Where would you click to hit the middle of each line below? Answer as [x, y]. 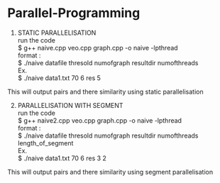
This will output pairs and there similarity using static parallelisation [105, 91]
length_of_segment [45, 143]
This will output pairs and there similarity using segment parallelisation [110, 172]
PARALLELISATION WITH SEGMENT [70, 105]
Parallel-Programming [74, 13]
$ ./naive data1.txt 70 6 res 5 [59, 78]
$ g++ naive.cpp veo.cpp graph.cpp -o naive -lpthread [98, 48]
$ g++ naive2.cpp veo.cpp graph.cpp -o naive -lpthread [100, 120]
